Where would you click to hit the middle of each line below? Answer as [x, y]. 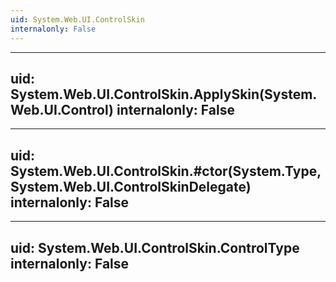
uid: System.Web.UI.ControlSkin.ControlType [155, 247]
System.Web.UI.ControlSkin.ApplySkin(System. [164, 94]
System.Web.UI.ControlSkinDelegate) [131, 186]
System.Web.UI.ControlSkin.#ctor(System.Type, [166, 171]
